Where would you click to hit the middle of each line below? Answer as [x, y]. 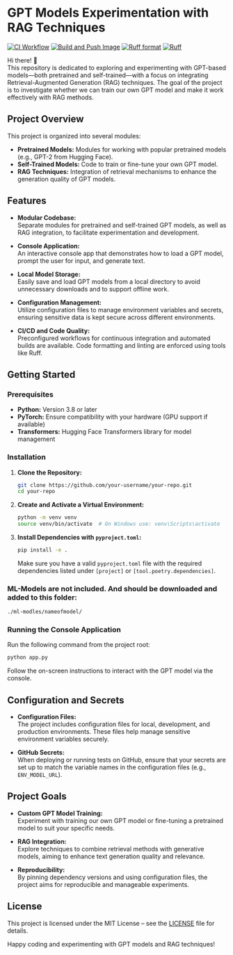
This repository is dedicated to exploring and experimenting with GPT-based [117, 67]
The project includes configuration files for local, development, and [113, 724]
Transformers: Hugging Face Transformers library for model [104, 432]
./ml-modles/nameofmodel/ [45, 612]
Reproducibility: [41, 869]
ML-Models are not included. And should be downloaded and [112, 588]
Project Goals [37, 797]
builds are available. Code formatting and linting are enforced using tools [121, 345]
